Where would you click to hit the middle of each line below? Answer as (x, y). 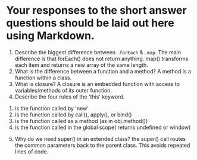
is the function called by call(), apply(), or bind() (73, 115)
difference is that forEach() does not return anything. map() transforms (101, 59)
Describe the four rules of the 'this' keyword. (70, 97)
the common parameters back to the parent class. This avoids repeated (102, 145)
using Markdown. (51, 36)
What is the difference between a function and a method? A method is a (103, 71)
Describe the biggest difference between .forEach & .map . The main (98, 52)
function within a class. (43, 78)
